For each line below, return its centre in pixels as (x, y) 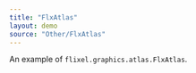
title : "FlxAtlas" (43, 17)
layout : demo (34, 26)
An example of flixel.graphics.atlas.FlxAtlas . (98, 60)
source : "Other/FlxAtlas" (57, 34)
